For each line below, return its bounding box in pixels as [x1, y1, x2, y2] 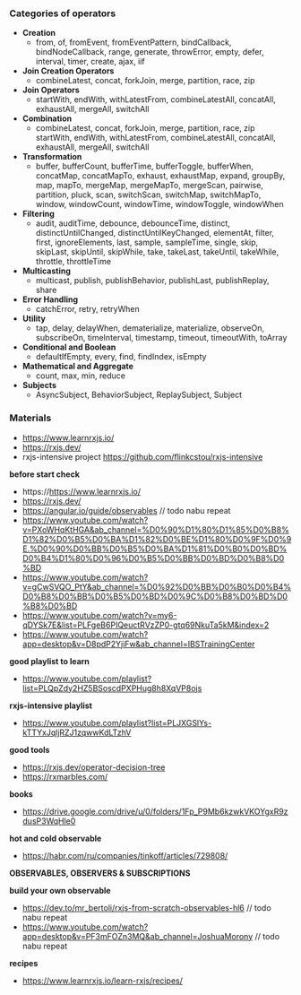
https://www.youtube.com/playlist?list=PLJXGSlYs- [21, 717, 212, 728]
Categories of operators [9, 7, 116, 20]
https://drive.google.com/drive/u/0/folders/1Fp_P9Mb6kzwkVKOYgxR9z [21, 806, 288, 817]
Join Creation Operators [21, 65, 115, 76]
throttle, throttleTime [35, 256, 112, 267]
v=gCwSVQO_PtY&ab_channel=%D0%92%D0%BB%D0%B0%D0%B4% [21, 581, 291, 592]
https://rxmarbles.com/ [21, 771, 108, 782]
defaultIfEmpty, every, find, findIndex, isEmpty [35, 351, 207, 362]
